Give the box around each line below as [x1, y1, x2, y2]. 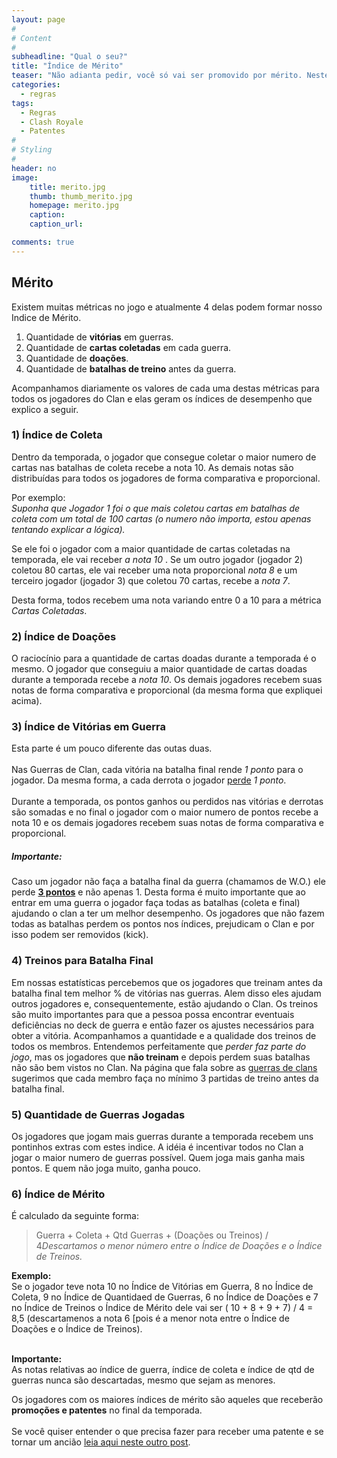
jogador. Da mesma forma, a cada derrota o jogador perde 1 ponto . [11, 774, 287, 786]
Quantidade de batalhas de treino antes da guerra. [25, 362, 237, 375]
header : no [11, 163, 57, 173]
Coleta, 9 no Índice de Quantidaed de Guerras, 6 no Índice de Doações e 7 [11, 1291, 319, 1303]
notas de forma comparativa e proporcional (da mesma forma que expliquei [11, 684, 323, 696]
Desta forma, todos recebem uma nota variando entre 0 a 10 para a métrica [11, 594, 322, 606]
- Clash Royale [20, 117, 84, 127]
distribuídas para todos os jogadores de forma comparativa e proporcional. [11, 472, 321, 484]
